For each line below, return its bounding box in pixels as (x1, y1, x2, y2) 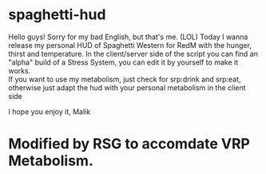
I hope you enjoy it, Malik (8, 106, 90, 117)
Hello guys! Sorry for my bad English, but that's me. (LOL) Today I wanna (8, 32, 248, 42)
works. (8, 65, 31, 75)
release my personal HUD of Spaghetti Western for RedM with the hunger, (8, 40, 252, 49)
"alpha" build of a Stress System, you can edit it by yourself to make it (8, 57, 238, 67)
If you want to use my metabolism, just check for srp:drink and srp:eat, (8, 74, 241, 84)
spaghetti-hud (8, 6, 106, 24)
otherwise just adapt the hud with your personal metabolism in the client (8, 82, 246, 93)
